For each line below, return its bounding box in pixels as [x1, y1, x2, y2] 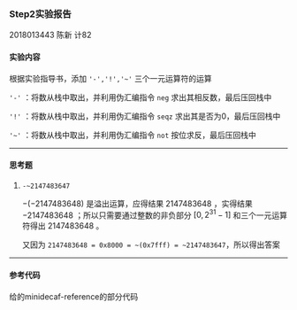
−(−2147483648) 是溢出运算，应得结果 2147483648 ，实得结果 [21, 198, 254, 209]
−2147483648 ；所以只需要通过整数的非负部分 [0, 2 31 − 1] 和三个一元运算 [21, 208, 288, 221]
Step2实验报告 [9, 7, 72, 19]
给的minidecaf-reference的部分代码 [9, 291, 139, 302]
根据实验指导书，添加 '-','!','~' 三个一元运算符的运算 [9, 73, 212, 83]
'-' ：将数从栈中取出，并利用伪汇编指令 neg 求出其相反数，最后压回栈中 [9, 91, 272, 103]
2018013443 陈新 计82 [9, 29, 92, 41]
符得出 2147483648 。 [21, 221, 104, 231]
